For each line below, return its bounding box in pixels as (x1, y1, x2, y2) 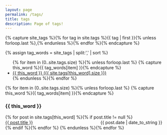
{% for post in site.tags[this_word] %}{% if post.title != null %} (5, 114, 133, 120)
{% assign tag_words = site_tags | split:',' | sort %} (5, 50, 109, 56)
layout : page (5, 7, 32, 12)
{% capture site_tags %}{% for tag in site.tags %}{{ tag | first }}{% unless (5, 35, 157, 41)
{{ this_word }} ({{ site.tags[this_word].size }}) (12, 70, 107, 76)
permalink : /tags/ (5, 12, 43, 17)
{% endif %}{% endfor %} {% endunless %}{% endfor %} (5, 125, 125, 131)
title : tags (5, 16, 30, 21)
